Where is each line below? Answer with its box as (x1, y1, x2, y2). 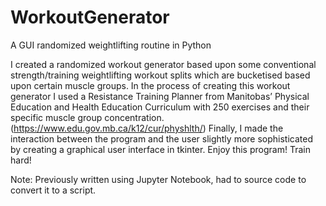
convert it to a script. (10, 184, 97, 196)
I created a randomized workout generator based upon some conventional (10, 58, 317, 70)
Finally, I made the (208, 122, 284, 134)
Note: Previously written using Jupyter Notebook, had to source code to (10, 173, 307, 185)
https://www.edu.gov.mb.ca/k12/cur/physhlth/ (13, 122, 203, 134)
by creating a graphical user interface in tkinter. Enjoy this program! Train (10, 143, 311, 155)
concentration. (104, 111, 165, 123)
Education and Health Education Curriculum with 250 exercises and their (10, 101, 310, 113)
